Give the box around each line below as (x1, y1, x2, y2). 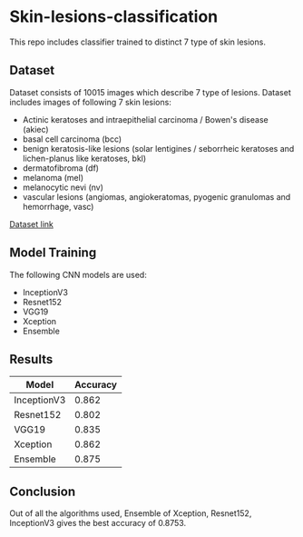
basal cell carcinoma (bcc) (22, 134, 122, 144)
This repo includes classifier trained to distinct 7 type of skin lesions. (9, 36, 266, 47)
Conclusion (9, 483, 76, 499)
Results (9, 352, 54, 367)
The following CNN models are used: (9, 269, 147, 280)
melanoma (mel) (22, 172, 84, 183)
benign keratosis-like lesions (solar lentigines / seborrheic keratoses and (22, 143, 295, 154)
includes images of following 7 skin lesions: (9, 96, 172, 107)
